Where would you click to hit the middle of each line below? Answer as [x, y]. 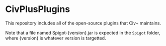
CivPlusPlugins [38, 9]
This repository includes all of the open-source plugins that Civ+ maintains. [83, 23]
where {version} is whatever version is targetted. [56, 38]
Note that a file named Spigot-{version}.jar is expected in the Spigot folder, [83, 32]
